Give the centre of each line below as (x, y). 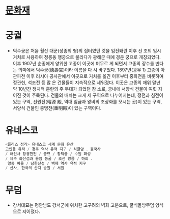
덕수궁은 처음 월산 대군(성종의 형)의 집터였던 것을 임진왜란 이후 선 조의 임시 (87, 51)
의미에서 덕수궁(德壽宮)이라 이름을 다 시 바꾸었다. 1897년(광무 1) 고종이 (89, 70)
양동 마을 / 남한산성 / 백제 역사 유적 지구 (47, 163)
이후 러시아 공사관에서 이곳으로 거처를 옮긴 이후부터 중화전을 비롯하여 (95, 76)
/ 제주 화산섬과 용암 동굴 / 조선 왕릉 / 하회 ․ (49, 158)
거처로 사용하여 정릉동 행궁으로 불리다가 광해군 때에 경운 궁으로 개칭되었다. (87, 57)
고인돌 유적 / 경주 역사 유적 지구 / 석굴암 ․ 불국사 (53, 149)
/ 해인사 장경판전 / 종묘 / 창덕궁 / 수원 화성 (48, 154)
